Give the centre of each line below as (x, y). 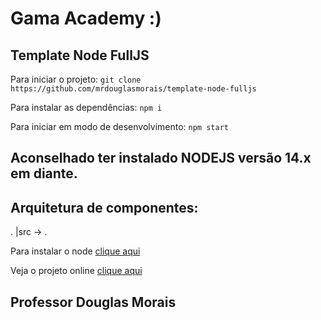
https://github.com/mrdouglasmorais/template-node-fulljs (133, 89)
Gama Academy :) (86, 18)
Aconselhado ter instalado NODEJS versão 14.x (161, 158)
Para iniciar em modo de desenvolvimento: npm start (119, 126)
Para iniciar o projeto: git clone (76, 79)
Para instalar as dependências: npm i (86, 107)
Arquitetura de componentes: (104, 207)
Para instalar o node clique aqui (75, 251)
